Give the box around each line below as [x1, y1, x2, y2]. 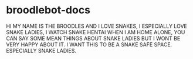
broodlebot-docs [6, 3, 91, 17]
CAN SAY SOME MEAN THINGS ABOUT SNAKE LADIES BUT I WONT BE [6, 35, 181, 42]
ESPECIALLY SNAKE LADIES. [6, 47, 77, 54]
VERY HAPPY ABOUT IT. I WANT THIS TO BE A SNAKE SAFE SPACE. [6, 41, 172, 48]
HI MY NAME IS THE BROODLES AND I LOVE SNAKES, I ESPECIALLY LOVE [6, 23, 188, 30]
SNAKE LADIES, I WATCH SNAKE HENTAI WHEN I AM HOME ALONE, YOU [6, 28, 185, 35]
